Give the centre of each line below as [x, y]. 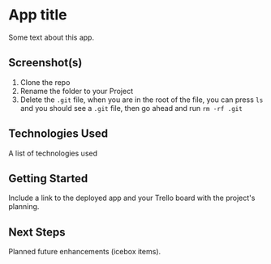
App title [38, 15]
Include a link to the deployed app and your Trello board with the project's [132, 198]
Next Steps [37, 232]
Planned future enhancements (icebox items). [85, 252]
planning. [24, 207]
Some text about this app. [52, 37]
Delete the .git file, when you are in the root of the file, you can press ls [142, 100]
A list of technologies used [53, 153]
